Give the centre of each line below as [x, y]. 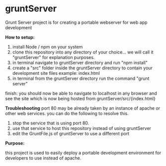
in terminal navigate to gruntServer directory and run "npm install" [80, 62]
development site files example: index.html [56, 73]
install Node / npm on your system [47, 47]
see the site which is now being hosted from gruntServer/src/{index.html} [80, 98]
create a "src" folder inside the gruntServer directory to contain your [83, 68]
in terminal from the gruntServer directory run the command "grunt [81, 78]
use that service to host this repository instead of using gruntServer [82, 128]
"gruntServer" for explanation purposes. [53, 57]
